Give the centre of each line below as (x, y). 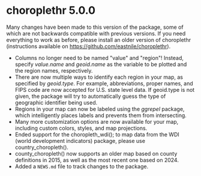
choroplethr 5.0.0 (51, 11)
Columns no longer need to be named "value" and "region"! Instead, (99, 58)
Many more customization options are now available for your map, (97, 121)
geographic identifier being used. (56, 102)
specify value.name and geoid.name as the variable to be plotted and (101, 64)
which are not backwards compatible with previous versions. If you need (96, 33)
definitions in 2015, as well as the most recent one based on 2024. (97, 160)
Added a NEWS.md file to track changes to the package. (82, 166)
